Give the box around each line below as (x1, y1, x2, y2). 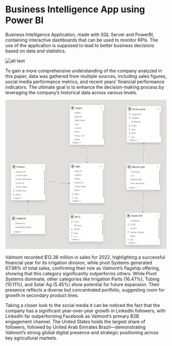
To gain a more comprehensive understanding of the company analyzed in (5, 68, 162, 74)
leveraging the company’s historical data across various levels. (5, 89, 138, 95)
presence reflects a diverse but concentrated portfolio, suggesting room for (5, 287, 165, 293)
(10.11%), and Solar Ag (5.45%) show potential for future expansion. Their (5, 281, 160, 288)
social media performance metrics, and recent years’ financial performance (5, 78, 165, 85)
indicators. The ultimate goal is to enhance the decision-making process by (5, 84, 164, 90)
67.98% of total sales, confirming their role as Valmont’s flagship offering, (5, 265, 160, 271)
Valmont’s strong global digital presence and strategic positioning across (5, 330, 159, 335)
